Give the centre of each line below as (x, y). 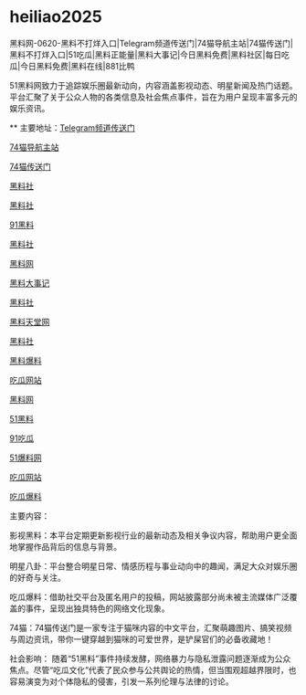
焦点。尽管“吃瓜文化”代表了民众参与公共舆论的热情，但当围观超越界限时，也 (153, 669)
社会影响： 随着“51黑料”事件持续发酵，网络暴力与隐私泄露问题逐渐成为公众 (150, 658)
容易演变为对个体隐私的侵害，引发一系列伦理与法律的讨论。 (121, 681)
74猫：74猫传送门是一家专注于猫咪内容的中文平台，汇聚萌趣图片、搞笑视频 (151, 627)
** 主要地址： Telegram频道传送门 (72, 127)
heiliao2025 (56, 17)
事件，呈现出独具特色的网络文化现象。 (97, 608)
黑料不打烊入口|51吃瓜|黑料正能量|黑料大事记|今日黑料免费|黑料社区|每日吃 (149, 54)
